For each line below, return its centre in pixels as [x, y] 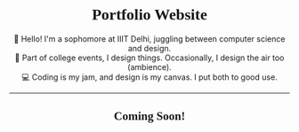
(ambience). [149, 66]
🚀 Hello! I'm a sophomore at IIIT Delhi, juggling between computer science [149, 39]
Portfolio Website [149, 15]
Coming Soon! [149, 116]
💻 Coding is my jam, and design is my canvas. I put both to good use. [149, 77]
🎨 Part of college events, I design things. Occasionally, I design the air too [149, 58]
